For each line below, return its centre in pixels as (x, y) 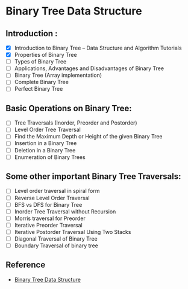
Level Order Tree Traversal (47, 130)
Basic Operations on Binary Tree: (69, 108)
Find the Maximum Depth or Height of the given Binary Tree (89, 137)
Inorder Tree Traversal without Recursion (65, 211)
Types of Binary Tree (40, 62)
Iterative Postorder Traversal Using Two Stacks (73, 232)
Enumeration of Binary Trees (50, 157)
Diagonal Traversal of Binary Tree (56, 239)
